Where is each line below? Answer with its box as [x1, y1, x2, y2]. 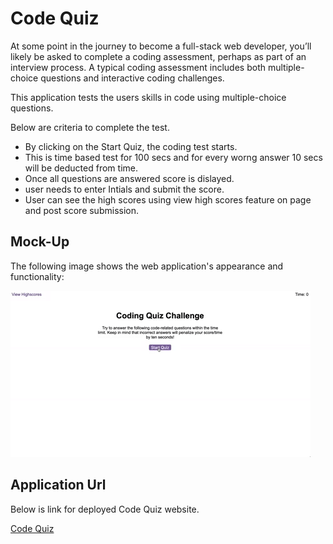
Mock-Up [10, 233, 70, 251]
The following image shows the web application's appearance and [10, 260, 284, 272]
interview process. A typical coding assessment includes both [10, 61, 267, 73]
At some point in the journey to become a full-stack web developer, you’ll [10, 40, 312, 52]
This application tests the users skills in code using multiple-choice [10, 91, 287, 103]
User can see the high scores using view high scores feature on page [24, 193, 312, 206]
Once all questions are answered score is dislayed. [24, 172, 235, 184]
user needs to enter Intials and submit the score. [24, 183, 225, 195]
